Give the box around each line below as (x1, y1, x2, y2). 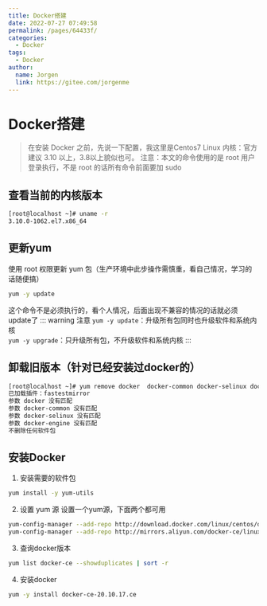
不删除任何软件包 (8, 427, 56, 435)
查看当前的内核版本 (8, 188, 103, 201)
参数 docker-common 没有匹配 (8, 405, 98, 412)
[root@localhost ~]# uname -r (8, 210, 109, 218)
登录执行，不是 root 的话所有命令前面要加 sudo (27, 162, 182, 172)
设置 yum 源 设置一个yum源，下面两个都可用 (19, 505, 166, 514)
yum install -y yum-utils (8, 489, 94, 498)
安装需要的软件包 (19, 473, 76, 483)
